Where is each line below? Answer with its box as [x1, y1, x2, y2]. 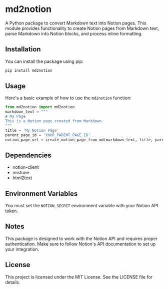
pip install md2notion [5, 68, 52, 73]
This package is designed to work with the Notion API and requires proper [5, 236, 158, 242]
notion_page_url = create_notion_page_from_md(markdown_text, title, [5, 137, 153, 142]
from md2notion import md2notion [5, 105, 75, 110]
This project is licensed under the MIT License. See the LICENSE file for [5, 274, 153, 280]
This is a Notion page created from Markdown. [5, 119, 104, 124]
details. [5, 279, 20, 285]
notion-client [12, 164, 39, 170]
